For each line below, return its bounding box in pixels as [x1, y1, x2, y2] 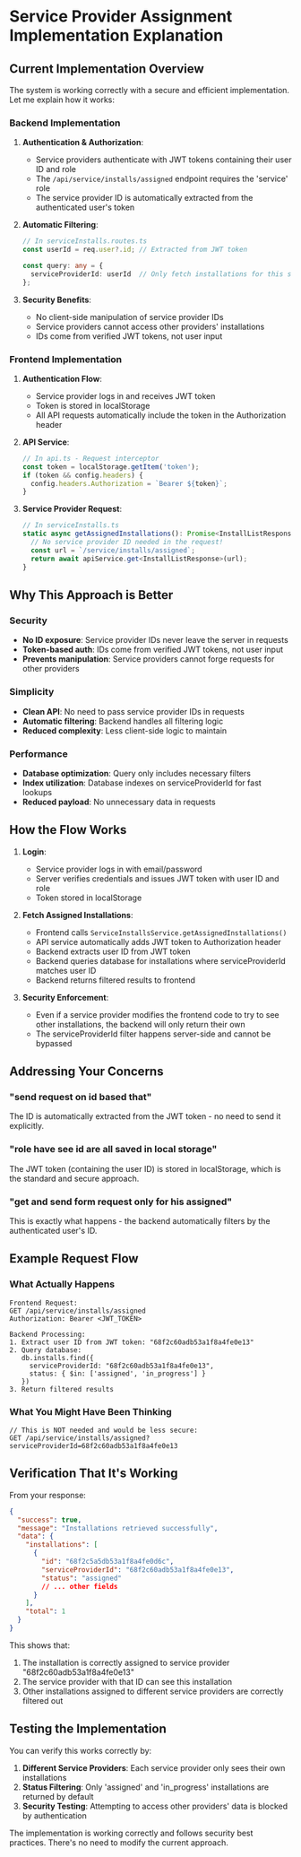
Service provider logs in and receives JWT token [35, 390, 216, 401]
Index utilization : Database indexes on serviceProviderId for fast [21, 777, 262, 788]
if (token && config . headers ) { [21, 471, 143, 480]
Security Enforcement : [21, 992, 109, 1002]
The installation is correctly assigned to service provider [21, 1657, 230, 1668]
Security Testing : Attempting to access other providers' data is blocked [21, 1801, 288, 1811]
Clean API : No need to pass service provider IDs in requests [21, 706, 245, 716]
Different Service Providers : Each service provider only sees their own [21, 1762, 286, 1773]
